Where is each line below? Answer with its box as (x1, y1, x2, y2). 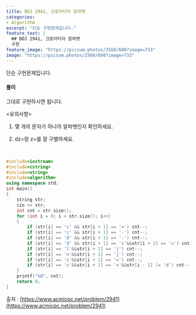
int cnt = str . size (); (16, 207, 72, 213)
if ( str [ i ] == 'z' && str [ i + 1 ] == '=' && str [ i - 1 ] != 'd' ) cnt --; (27, 262, 192, 268)
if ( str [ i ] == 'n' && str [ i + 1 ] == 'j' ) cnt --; (27, 251, 143, 257)
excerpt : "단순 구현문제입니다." (6, 25, 77, 31)
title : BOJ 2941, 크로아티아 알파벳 (6, 8, 86, 15)
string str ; (16, 196, 46, 203)
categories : (6, 14, 35, 20)
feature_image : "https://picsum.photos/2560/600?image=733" (6, 47, 156, 53)
